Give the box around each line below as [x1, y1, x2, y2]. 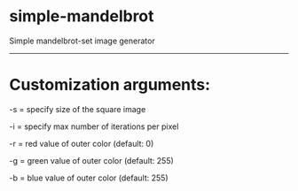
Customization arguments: [9, 75, 211, 95]
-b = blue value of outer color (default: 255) [9, 172, 169, 183]
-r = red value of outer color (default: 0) [9, 138, 154, 149]
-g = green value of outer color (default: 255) [9, 155, 175, 165]
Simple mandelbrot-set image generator [9, 35, 155, 46]
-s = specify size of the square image [9, 103, 146, 114]
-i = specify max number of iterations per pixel [9, 121, 179, 132]
